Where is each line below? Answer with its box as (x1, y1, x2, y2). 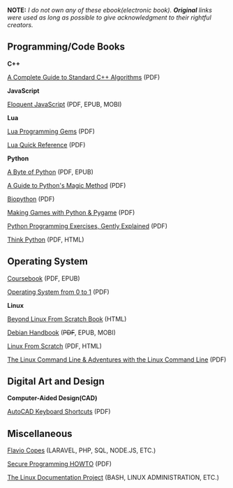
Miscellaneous (7, 427, 73, 439)
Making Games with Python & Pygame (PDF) (7, 208, 135, 216)
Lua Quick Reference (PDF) (7, 140, 86, 149)
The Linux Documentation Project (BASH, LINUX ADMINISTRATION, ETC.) (7, 473, 220, 482)
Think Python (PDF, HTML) (7, 235, 85, 244)
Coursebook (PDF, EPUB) (7, 274, 80, 282)
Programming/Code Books (7, 41, 126, 53)
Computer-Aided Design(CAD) (7, 394, 98, 402)
